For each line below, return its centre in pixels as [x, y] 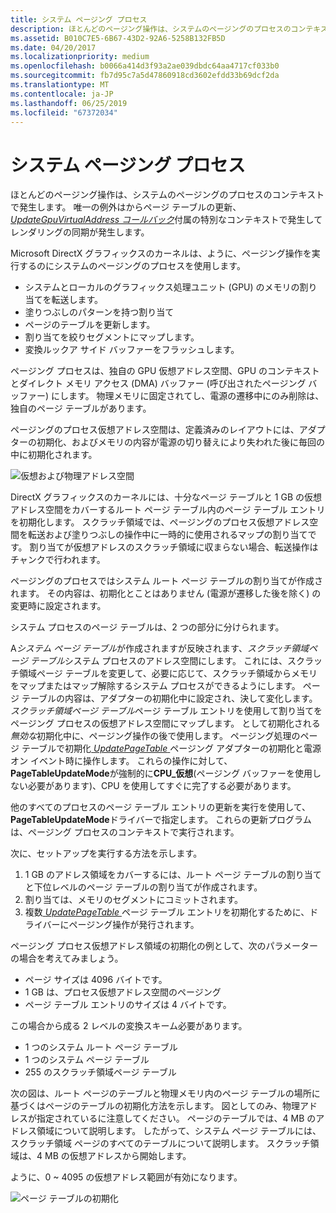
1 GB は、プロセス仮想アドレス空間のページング [123, 992]
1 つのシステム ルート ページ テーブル [101, 1047]
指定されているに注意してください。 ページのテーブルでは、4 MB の [176, 1118]
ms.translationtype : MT [60, 85]
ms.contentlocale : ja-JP [62, 94]
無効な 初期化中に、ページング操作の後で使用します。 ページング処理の [155, 736]
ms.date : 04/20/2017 [53, 47]
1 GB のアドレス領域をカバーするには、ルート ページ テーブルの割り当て [173, 875]
